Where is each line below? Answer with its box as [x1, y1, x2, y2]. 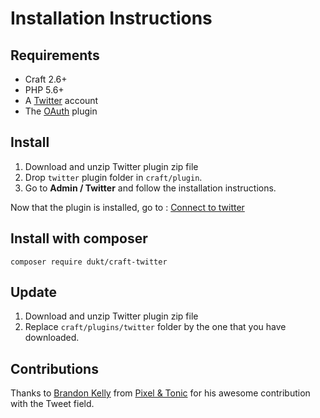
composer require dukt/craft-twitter [10, 257, 168, 267]
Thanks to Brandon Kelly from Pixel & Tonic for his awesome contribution [10, 387, 311, 399]
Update [10, 284, 58, 301]
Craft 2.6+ [24, 73, 68, 85]
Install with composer [10, 230, 148, 247]
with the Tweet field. [10, 398, 95, 410]
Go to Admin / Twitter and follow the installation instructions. [24, 182, 277, 194]
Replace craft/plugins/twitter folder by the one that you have [24, 321, 287, 333]
